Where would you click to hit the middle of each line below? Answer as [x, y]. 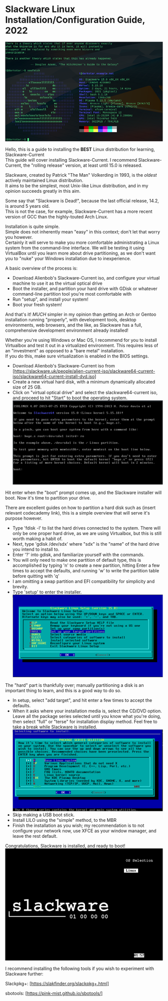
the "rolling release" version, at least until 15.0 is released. [83, 165]
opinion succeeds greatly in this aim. [43, 191]
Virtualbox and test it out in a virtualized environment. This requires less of [82, 345]
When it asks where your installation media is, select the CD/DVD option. [87, 711]
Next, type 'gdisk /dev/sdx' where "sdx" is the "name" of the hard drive [86, 544]
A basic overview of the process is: [41, 268]
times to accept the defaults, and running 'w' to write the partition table [86, 570]
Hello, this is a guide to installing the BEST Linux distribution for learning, [80, 149]
